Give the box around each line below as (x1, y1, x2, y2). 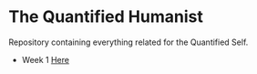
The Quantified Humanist (8, 6, 204, 27)
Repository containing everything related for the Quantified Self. (8, 37, 249, 48)
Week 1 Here (21, 54, 70, 65)
